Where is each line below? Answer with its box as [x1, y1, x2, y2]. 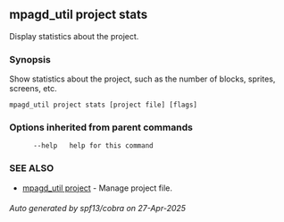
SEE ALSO [9, 162, 54, 175]
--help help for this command [32, 141, 154, 150]
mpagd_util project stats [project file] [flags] [9, 100, 198, 110]
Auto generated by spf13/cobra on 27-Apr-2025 [9, 203, 186, 214]
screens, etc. [9, 83, 58, 94]
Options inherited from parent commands [9, 121, 194, 133]
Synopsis [9, 53, 51, 65]
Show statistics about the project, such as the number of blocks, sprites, [9, 73, 276, 84]
